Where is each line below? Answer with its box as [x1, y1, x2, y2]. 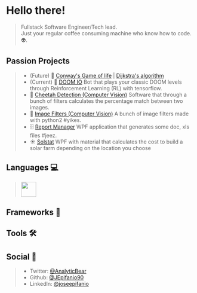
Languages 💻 [6, 163, 59, 173]
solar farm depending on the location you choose [29, 144, 151, 151]
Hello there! [6, 4, 66, 17]
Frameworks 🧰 [6, 207, 61, 217]
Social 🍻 [6, 252, 37, 262]
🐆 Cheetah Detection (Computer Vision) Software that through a [29, 91, 187, 98]
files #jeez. [29, 132, 57, 139]
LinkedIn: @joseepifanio [29, 280, 90, 288]
